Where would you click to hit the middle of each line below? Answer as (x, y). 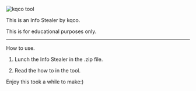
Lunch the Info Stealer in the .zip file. (59, 59)
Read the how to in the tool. (48, 70)
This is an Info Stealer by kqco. (43, 20)
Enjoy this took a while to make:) (45, 82)
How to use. (20, 48)
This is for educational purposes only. (51, 31)
